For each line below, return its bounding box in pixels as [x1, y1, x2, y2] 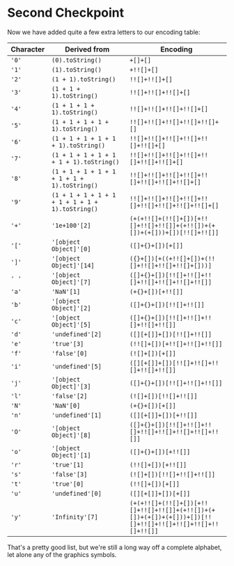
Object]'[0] [51, 245, 91, 253]
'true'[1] [51, 461, 84, 469]
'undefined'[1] [51, 411, 102, 419]
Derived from [65, 44, 110, 54]
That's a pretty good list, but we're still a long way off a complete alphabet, [7, 543, 222, 551]
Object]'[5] [51, 320, 91, 329]
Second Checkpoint [7, 5, 125, 21]
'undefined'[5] [51, 362, 102, 370]
